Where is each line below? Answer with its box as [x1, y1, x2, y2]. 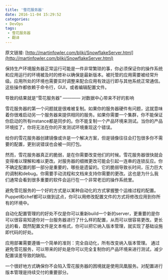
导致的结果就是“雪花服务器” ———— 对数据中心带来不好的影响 [5, 94, 134, 100]
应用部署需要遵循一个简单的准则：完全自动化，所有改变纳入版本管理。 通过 [5, 239, 160, 245]
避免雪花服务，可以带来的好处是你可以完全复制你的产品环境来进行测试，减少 [5, 246, 163, 252]
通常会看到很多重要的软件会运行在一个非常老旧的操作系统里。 [9, 176, 136, 182]
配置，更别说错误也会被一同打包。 [13, 141, 84, 147]
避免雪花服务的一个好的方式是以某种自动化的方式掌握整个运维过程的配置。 [5, 187, 158, 193]
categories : [5, 16, 30, 21]
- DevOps [5, 21, 23, 26]
